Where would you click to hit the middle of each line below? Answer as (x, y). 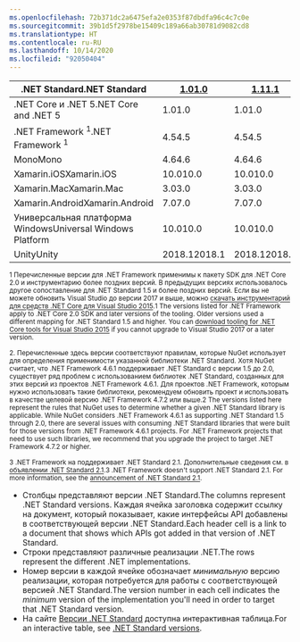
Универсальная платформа (73, 217)
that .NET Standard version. (73, 609)
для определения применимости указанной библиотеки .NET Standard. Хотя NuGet (142, 361)
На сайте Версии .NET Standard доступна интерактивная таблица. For (154, 618)
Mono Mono (38, 159)
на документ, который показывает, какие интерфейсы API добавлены (155, 513)
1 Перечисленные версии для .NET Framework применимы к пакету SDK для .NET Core (148, 275)
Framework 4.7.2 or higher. (50, 447)
